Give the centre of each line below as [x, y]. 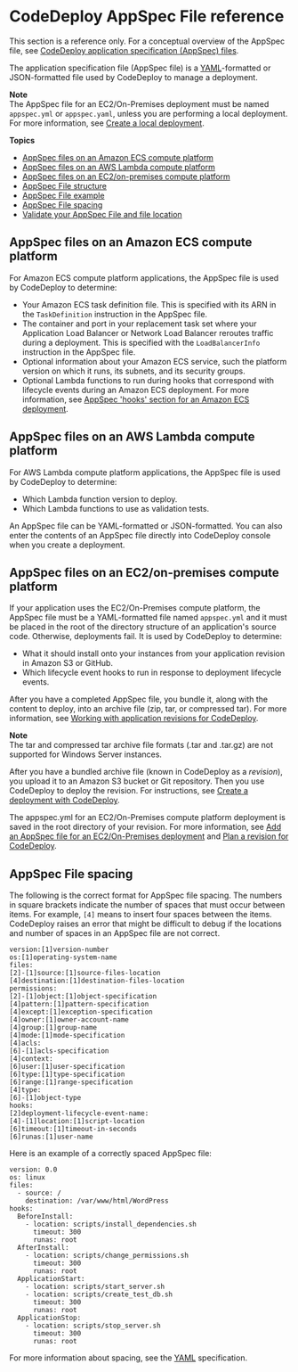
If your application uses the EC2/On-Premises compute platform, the [135, 608]
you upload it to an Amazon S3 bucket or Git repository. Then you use [137, 781]
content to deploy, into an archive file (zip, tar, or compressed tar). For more [148, 709]
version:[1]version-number [59, 950]
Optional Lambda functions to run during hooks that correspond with [148, 380]
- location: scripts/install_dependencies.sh [111, 1224]
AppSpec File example [63, 195]
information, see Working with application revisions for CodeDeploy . [134, 719]
